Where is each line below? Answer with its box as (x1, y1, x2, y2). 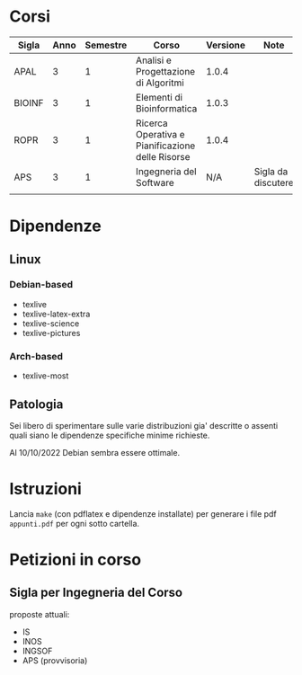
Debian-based (9, 279, 74, 291)
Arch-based (9, 350, 64, 362)
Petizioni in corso (9, 550, 142, 570)
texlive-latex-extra (22, 308, 91, 319)
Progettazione (136, 65, 196, 77)
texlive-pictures (22, 327, 81, 338)
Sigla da (253, 164, 289, 177)
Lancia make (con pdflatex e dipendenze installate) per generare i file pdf (9, 508, 277, 519)
